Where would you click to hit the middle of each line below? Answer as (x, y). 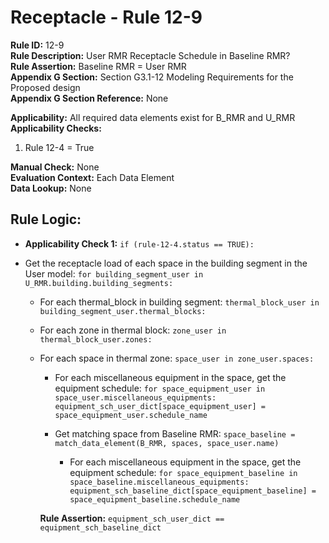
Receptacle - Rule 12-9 (106, 17)
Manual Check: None (55, 167)
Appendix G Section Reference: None (89, 98)
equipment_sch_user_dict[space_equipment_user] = (160, 406)
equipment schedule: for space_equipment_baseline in (183, 472)
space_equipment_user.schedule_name (131, 415)
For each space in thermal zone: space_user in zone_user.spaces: (177, 358)
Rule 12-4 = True (59, 147)
